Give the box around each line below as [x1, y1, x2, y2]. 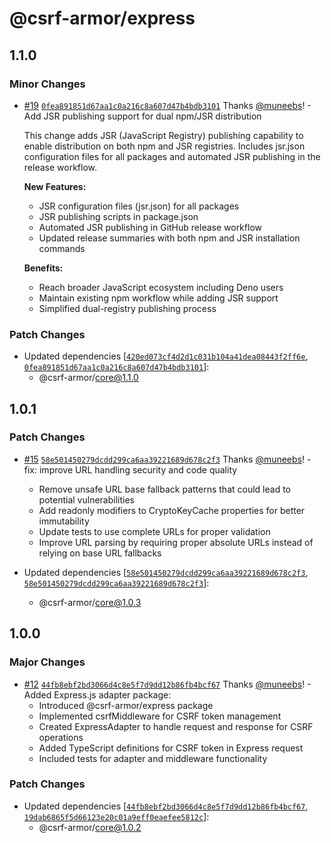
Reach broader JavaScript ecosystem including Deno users [38, 281, 284, 293]
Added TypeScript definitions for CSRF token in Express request [38, 742, 304, 754]
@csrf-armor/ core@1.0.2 [38, 821, 142, 833]
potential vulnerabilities [38, 493, 135, 506]
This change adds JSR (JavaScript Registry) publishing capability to [23, 129, 304, 141]
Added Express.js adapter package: [23, 688, 172, 701]
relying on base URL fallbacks [38, 547, 162, 559]
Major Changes [9, 655, 86, 669]
